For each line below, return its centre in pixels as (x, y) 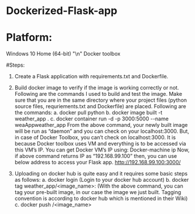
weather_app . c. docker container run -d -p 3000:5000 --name (91, 119)
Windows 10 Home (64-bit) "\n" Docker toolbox (63, 54)
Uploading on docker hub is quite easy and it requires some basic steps (101, 174)
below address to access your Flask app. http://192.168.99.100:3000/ (97, 163)
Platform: (29, 38)
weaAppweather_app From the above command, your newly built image (101, 125)
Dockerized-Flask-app (62, 11)
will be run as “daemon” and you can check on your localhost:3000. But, (102, 131)
